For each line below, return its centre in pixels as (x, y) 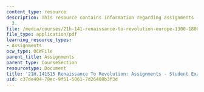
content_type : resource (36, 12)
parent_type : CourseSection (42, 62)
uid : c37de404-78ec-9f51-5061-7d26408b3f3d (62, 79)
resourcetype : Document (36, 68)
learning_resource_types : (39, 40)
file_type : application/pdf (42, 34)
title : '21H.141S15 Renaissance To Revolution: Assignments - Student (97, 74)
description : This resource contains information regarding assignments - (103, 18)
